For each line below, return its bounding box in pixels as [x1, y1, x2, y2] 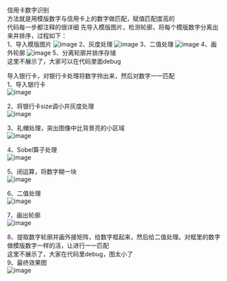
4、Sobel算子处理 [7, 146, 57, 154]
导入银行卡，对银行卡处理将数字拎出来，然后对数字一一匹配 [7, 72, 175, 80]
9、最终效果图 [7, 258, 47, 267]
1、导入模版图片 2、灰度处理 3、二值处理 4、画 [7, 40, 217, 48]
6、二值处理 [7, 189, 41, 197]
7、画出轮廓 [7, 211, 41, 219]
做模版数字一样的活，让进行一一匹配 [7, 241, 109, 250]
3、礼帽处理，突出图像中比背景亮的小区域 [7, 124, 125, 132]
